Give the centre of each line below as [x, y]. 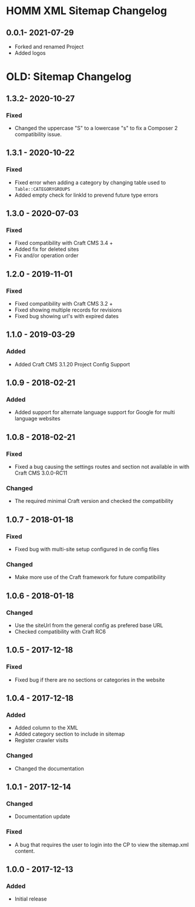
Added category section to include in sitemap [70, 734]
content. [25, 851]
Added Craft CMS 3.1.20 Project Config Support [72, 364]
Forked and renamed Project [49, 47]
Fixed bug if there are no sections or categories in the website [90, 680]
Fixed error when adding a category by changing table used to [90, 182]
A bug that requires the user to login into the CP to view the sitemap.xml [102, 845]
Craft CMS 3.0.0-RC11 [41, 473]
